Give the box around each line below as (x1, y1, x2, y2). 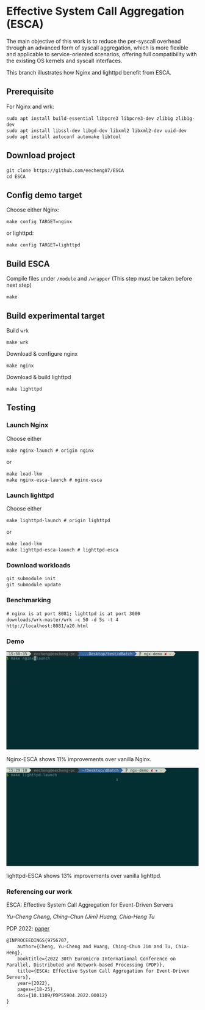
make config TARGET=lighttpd (6, 242, 81, 248)
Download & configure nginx (6, 350, 78, 357)
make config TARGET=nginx (6, 219, 72, 225)
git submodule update (6, 582, 62, 588)
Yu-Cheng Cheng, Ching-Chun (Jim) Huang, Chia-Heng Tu (6, 913, 155, 921)
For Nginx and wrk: (6, 103, 54, 110)
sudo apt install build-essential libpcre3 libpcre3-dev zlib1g (6, 115, 173, 122)
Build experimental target (6, 311, 105, 321)
